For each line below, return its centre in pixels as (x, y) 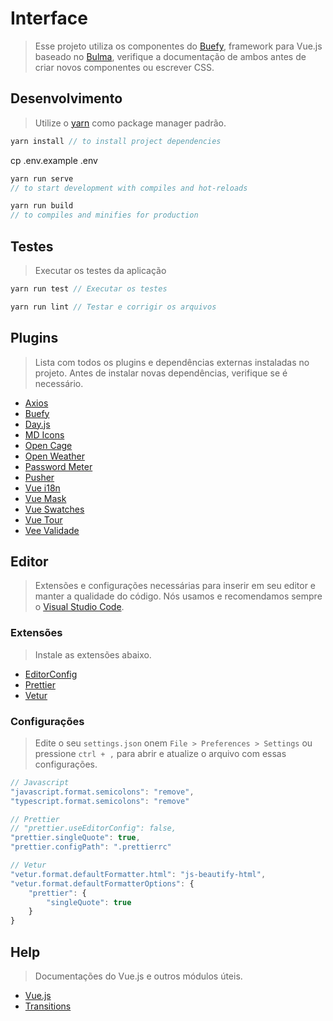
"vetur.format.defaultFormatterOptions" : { (102, 883)
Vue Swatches (54, 509)
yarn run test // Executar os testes (89, 288)
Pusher (39, 477)
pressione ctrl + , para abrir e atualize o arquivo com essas (160, 753)
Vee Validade (52, 530)
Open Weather (54, 456)
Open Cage (48, 445)
